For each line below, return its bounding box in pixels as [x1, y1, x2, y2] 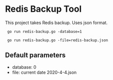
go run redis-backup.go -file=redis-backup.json [7, 38, 109, 43]
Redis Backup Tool [5, 3, 82, 15]
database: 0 [12, 64, 37, 70]
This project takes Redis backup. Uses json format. [5, 20, 108, 26]
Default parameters [5, 51, 66, 59]
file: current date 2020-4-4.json [12, 69, 77, 75]
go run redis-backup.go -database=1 [7, 29, 82, 34]
